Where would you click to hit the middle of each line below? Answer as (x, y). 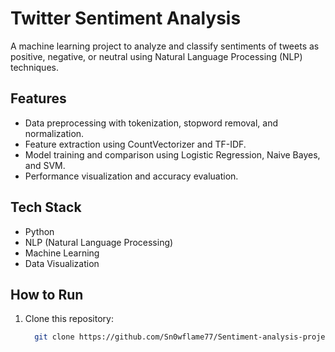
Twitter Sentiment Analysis (126, 18)
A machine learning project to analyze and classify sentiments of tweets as (165, 46)
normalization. (54, 133)
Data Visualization (62, 263)
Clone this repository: (69, 319)
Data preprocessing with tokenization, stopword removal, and (151, 123)
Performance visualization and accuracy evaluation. (131, 176)
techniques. (34, 67)
